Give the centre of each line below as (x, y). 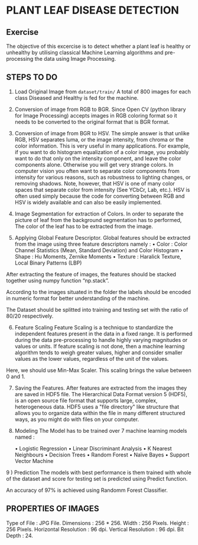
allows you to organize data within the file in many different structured (100, 413)
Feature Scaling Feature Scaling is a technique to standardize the (94, 327)
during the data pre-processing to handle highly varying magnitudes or (101, 340)
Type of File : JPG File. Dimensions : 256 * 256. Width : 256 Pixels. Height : (98, 523)
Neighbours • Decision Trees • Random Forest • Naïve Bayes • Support (102, 455)
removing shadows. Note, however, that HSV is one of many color (95, 183)
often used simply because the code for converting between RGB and (100, 196)
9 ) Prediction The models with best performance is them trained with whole (99, 472)
